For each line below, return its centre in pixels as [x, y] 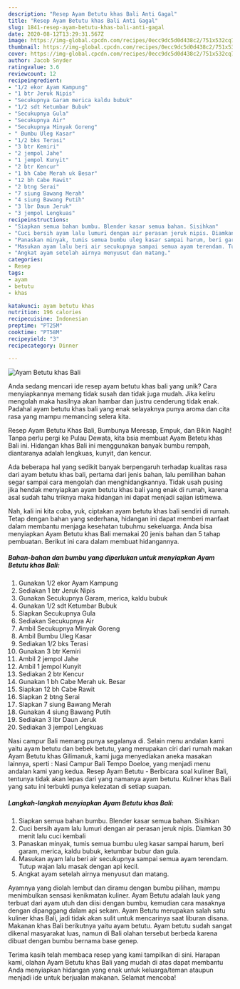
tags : [16, 273]
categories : [26, 260]
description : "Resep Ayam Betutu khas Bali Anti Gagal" [93, 14]
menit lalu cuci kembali [52, 836]
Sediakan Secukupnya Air [56, 621]
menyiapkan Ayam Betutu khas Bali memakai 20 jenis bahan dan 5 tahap [114, 533]
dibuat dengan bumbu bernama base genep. [74, 941]
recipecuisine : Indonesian [48, 319]
